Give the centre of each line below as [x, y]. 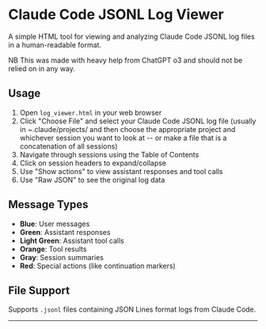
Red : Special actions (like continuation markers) [97, 266]
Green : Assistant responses [65, 232]
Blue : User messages [55, 224]
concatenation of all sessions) [68, 146]
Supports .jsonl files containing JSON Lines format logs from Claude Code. [132, 309]
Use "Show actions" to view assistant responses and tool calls [121, 171]
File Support [39, 290]
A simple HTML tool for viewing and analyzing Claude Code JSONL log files [131, 36]
